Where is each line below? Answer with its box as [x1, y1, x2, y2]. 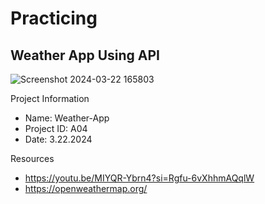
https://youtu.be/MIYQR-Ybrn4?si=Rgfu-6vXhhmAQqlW [24, 172, 255, 184]
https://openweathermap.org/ [24, 183, 148, 194]
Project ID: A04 [24, 123, 88, 134]
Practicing [10, 7, 98, 30]
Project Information [10, 93, 90, 104]
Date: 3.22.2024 [24, 133, 93, 145]
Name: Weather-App [24, 112, 110, 124]
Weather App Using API [10, 47, 160, 64]
